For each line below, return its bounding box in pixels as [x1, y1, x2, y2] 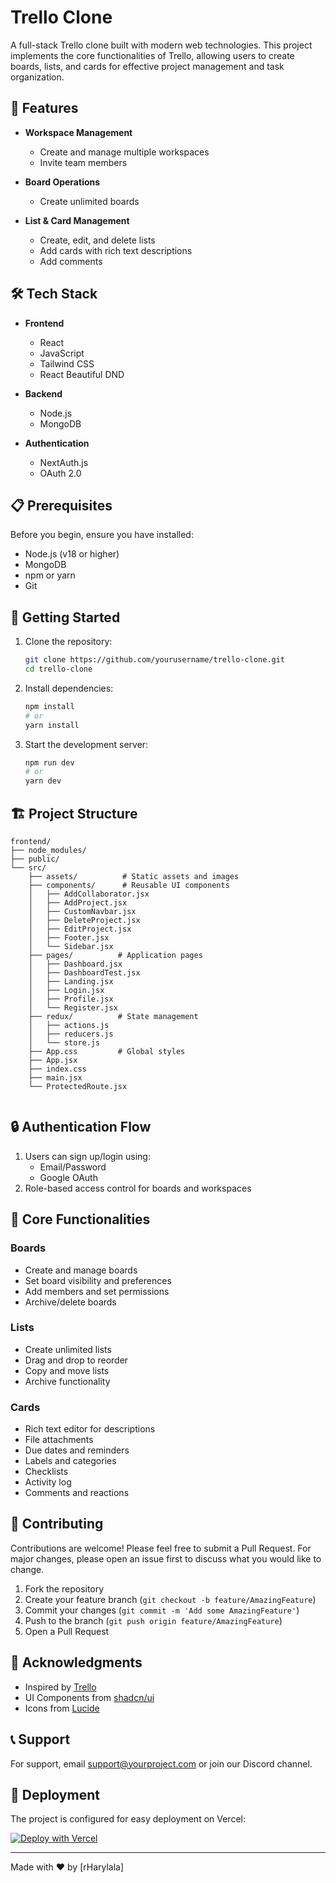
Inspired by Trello [24, 1681, 97, 1693]
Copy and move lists [24, 1364, 110, 1376]
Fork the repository [24, 1582, 105, 1595]
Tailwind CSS [39, 357, 95, 370]
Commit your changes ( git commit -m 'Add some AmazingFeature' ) [24, 1604, 300, 1616]
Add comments [39, 255, 103, 267]
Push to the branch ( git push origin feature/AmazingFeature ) [24, 1614, 283, 1626]
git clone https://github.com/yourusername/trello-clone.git [24, 655, 286, 665]
